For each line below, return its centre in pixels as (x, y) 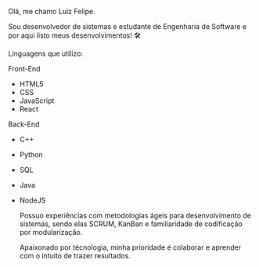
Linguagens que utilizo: (46, 53)
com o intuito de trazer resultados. (75, 256)
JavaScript (37, 101)
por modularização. (51, 232)
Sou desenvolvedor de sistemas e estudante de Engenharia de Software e (128, 26)
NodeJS (32, 200)
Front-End (24, 69)
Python (31, 155)
